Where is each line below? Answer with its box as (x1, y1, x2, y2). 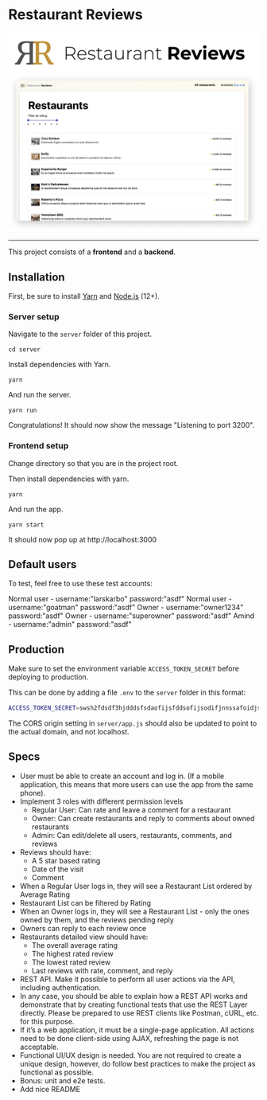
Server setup (8, 311, 60, 322)
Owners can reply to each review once (19, 923, 147, 933)
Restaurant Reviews (8, 6, 143, 24)
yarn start (8, 520, 44, 529)
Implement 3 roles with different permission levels (19, 797, 184, 806)
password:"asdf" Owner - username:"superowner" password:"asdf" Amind (8, 611, 255, 620)
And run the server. (8, 390, 72, 400)
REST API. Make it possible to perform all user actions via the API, (19, 974, 236, 984)
